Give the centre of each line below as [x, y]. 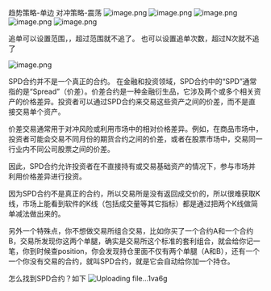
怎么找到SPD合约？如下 [48, 278]
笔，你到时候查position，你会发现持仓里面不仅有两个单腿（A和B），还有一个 [134, 251]
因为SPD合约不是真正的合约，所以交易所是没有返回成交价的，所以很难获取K [134, 194]
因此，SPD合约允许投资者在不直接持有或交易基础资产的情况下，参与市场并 [132, 166]
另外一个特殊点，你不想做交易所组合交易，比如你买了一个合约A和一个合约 [131, 231]
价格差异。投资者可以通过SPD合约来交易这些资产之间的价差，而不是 [135, 101]
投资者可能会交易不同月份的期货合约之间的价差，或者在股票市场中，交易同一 [135, 139]
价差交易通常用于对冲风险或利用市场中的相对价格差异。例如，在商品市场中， [135, 129]
